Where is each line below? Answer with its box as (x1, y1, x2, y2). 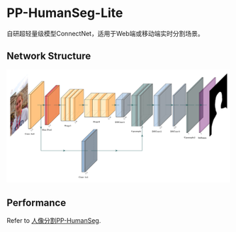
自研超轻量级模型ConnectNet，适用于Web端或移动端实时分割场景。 (6, 29, 205, 37)
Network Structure (6, 50, 91, 62)
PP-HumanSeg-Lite (6, 5, 123, 21)
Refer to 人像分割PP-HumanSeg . (6, 216, 101, 224)
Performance (6, 197, 67, 209)
